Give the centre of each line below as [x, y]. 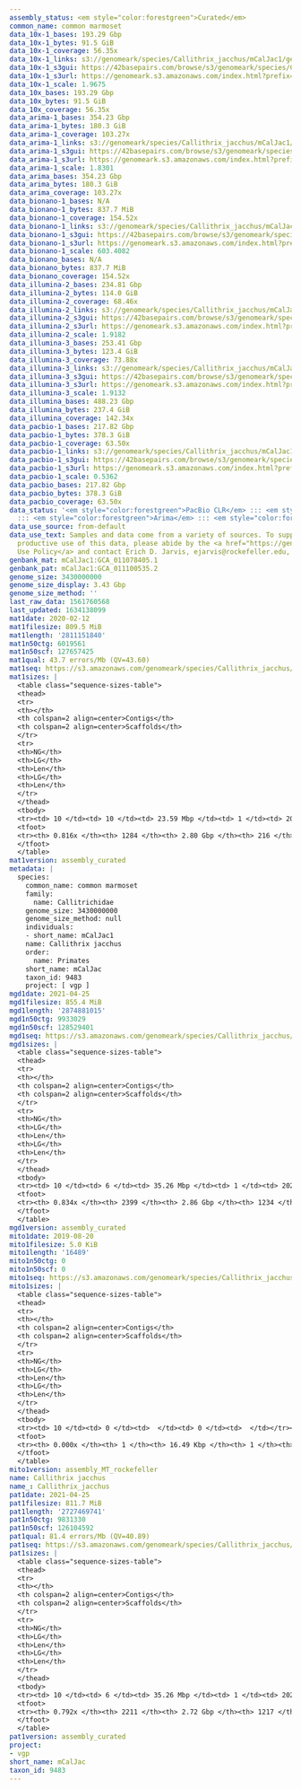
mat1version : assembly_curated [68, 861]
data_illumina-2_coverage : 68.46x [74, 302]
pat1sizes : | [34, 1553]
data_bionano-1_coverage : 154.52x [74, 218]
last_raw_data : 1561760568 [60, 602]
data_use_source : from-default [68, 527]
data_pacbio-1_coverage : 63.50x [69, 443]
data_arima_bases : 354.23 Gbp [66, 176]
